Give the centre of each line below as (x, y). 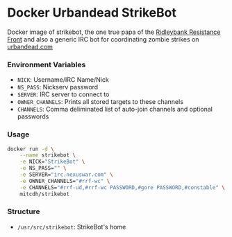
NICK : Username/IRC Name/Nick (63, 80)
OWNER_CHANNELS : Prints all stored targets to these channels (100, 102)
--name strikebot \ (48, 155)
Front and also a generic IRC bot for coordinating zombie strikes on (103, 39)
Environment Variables (47, 64)
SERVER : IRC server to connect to (63, 94)
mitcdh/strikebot (45, 194)
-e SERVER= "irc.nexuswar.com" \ (66, 175)
